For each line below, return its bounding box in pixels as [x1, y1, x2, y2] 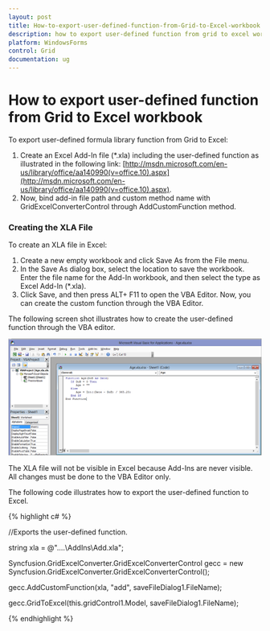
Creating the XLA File [8, 221, 94, 233]
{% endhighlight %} [8, 613, 74, 623]
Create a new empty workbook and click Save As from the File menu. [19, 256, 249, 266]
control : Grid [8, 47, 56, 56]
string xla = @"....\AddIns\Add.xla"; [8, 542, 125, 552]
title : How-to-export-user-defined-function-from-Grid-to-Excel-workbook [8, 21, 261, 30]
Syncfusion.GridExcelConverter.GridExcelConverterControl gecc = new [8, 558, 243, 567]
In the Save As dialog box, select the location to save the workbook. [19, 264, 245, 274]
